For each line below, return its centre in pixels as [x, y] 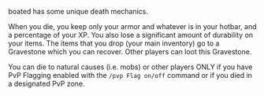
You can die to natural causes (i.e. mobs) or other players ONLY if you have [130, 67]
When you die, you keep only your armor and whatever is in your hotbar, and [132, 26]
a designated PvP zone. [46, 83]
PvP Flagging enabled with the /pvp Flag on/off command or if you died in [130, 75]
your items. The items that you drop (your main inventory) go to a [114, 43]
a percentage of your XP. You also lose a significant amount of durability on [131, 35]
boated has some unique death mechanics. [78, 11]
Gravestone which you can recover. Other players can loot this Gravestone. [130, 52]
